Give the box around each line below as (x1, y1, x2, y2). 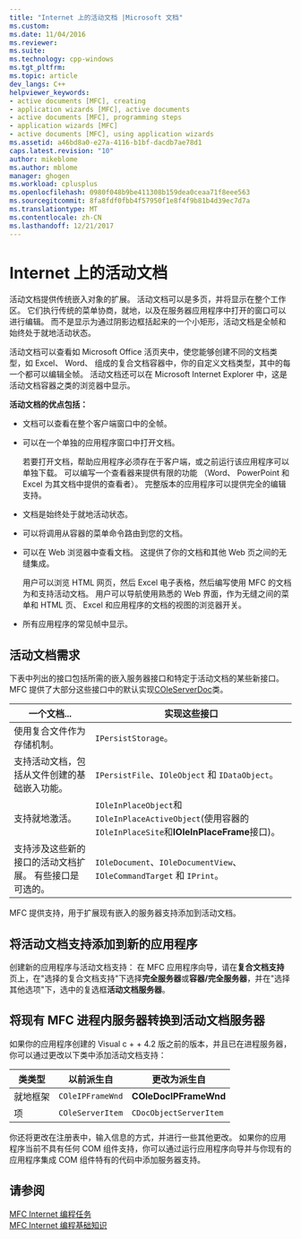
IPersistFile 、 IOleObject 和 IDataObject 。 (95, 769, 279, 781)
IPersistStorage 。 (95, 732, 174, 744)
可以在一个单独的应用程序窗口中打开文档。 (21, 437, 180, 448)
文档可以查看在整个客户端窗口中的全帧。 (21, 418, 172, 429)
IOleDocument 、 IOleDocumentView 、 (95, 856, 242, 869)
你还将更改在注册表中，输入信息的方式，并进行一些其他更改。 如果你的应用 (9, 1131, 287, 1142)
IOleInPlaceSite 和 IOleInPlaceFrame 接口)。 (95, 826, 280, 839)
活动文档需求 (9, 647, 81, 663)
